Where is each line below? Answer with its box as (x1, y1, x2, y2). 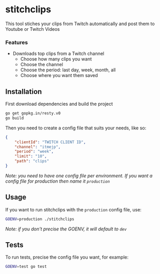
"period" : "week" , (14, 149, 54, 154)
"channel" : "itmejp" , (14, 144, 61, 149)
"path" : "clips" (14, 159, 50, 164)
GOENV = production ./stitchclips (5, 217, 74, 222)
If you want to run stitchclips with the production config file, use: (5, 206, 142, 212)
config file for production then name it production (5, 178, 110, 184)
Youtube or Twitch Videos (5, 26, 60, 32)
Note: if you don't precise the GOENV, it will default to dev (5, 226, 127, 232)
